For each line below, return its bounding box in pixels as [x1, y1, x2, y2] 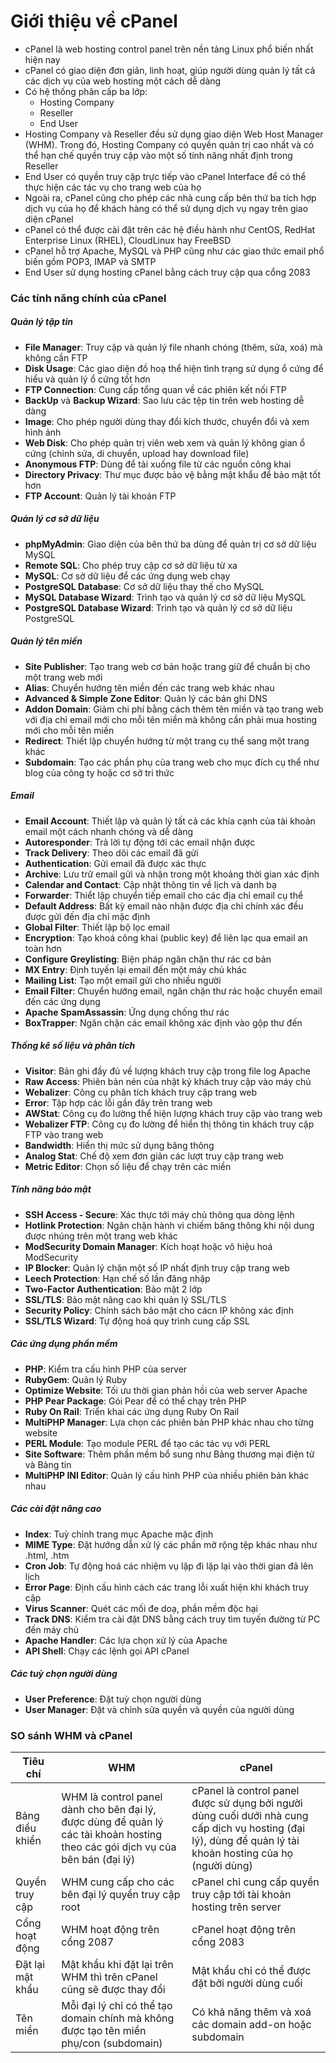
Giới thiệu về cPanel [10, 10, 178, 33]
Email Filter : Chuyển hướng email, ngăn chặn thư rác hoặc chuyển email [24, 985, 323, 997]
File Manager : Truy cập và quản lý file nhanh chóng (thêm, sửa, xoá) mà [24, 341, 323, 353]
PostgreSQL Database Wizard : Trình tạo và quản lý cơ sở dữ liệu [24, 601, 293, 614]
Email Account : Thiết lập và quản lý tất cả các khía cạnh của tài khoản [24, 815, 316, 827]
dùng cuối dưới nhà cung [191, 1808, 309, 1822]
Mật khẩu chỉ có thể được [191, 1963, 312, 1977]
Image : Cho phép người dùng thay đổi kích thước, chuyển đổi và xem [24, 415, 310, 427]
